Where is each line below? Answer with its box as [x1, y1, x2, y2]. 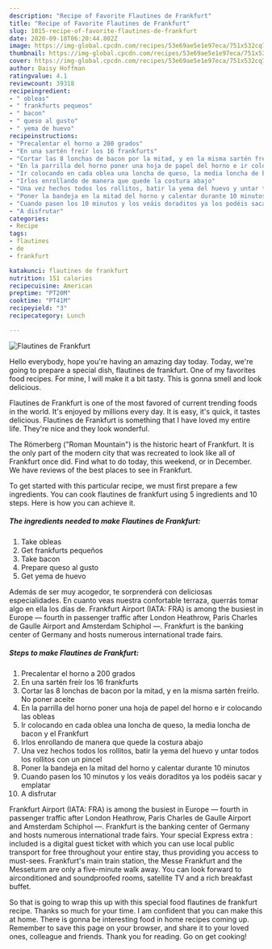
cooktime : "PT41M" [9, 296, 71, 305]
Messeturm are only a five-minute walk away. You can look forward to [9, 864, 242, 874]
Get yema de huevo [20, 571, 86, 581]
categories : [9, 215, 49, 223]
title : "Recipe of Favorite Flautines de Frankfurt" [9, 19, 190, 27]
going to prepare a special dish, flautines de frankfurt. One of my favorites [9, 365, 257, 375]
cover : [9, 57, 31, 65]
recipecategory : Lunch [9, 312, 86, 320]
